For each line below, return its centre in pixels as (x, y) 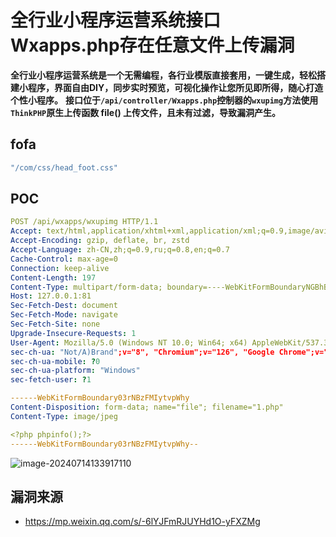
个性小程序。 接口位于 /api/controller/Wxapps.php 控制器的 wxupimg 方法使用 (164, 100)
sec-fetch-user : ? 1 (51, 380)
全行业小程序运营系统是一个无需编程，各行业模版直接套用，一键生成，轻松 (163, 75)
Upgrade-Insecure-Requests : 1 (73, 333)
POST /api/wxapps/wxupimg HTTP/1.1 (84, 222)
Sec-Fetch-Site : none (55, 324)
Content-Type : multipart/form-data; (86, 287)
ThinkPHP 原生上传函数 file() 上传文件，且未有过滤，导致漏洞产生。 (146, 112)
